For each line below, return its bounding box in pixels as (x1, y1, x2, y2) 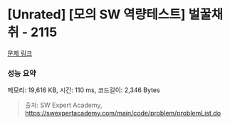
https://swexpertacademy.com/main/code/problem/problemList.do (24, 109, 221, 118)
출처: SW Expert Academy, (24, 101, 103, 110)
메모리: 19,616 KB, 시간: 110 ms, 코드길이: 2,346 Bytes (7, 86, 160, 94)
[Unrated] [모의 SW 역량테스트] (7, 6, 186, 23)
